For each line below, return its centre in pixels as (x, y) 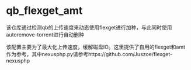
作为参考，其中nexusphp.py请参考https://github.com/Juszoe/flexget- (89, 54)
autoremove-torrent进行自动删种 (45, 34)
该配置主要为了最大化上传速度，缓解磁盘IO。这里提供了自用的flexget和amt (96, 47)
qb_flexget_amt (44, 11)
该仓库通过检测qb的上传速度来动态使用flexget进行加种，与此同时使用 (89, 27)
